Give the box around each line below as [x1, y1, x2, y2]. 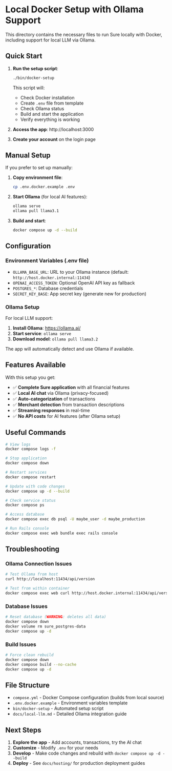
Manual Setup [5, 151, 51, 160]
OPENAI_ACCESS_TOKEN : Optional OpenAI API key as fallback [12, 279, 135, 286]
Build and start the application [20, 111, 84, 117]
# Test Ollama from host [5, 572, 58, 577]
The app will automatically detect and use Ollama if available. [5, 346, 134, 352]
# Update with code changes [5, 483, 66, 489]
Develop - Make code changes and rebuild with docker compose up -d [12, 750, 161, 757]
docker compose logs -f [5, 447, 56, 452]
